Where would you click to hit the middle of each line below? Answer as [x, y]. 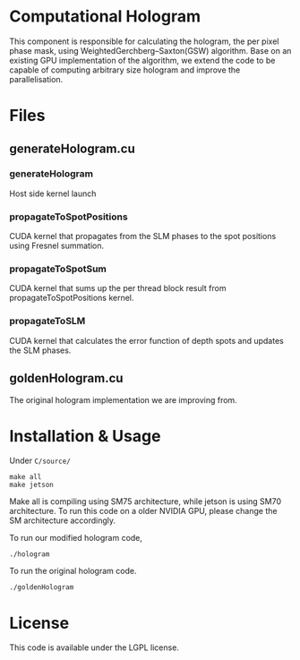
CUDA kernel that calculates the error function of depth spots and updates [146, 340]
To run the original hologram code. [73, 571]
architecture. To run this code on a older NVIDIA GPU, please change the [143, 511]
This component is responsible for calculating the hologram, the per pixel [144, 41]
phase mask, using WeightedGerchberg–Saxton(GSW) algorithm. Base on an [150, 50]
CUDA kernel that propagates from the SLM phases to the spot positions [143, 236]
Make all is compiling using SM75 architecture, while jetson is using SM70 [146, 501]
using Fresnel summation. [57, 246]
